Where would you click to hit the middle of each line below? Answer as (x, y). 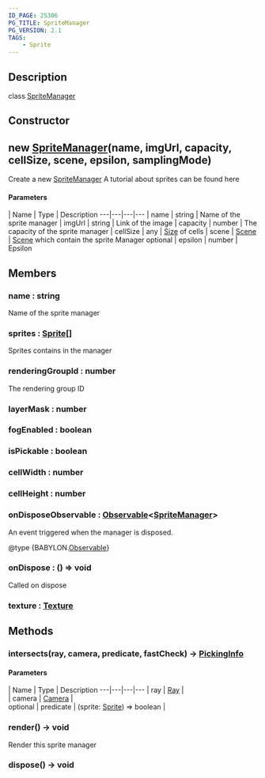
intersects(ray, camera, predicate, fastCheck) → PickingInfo (126, 654)
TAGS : (17, 38)
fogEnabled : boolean (50, 430)
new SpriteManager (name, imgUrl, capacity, (120, 147)
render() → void (39, 727)
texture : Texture (41, 606)
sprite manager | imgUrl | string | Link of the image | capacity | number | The (132, 223)
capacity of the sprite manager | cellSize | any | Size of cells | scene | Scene (132, 232)
